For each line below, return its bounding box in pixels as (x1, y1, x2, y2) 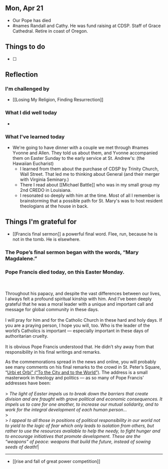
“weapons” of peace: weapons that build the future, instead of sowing (5, 438, 151, 444)
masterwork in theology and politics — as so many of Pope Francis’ (5, 374, 144, 380)
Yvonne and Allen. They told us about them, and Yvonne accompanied (12, 150, 158, 156)
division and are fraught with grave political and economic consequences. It (5, 396, 162, 402)
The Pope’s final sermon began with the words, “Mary (5, 249, 139, 256)
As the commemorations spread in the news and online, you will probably (5, 358, 156, 365)
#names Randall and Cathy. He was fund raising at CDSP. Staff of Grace (12, 23, 161, 29)
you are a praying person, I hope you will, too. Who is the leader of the (5, 322, 150, 328)
